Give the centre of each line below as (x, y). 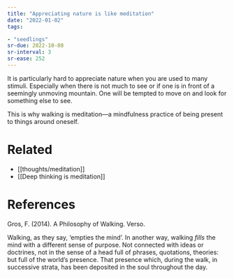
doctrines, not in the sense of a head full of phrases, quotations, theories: (113, 252)
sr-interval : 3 (29, 52)
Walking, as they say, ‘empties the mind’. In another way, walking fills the (111, 237)
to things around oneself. (43, 121)
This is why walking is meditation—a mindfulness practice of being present (115, 114)
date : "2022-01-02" (36, 20)
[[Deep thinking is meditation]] (61, 176)
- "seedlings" (28, 39)
